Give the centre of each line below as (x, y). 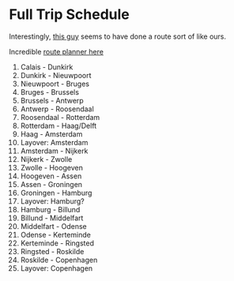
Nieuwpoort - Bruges (55, 84)
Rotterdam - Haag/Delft (58, 126)
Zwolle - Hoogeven (52, 167)
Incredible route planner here (56, 51)
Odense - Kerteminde (56, 234)
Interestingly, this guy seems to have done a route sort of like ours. (118, 36)
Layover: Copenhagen (57, 268)
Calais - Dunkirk (47, 67)
